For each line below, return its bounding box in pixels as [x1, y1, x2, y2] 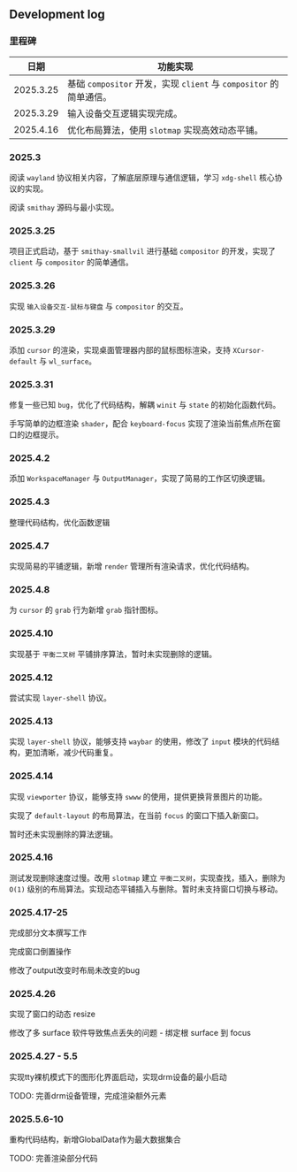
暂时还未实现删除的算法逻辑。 [9, 829, 118, 839]
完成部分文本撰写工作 [9, 928, 87, 938]
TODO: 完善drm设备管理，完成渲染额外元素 [9, 1090, 167, 1100]
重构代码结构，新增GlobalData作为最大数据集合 [9, 1134, 181, 1145]
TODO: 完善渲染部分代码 [9, 1153, 99, 1164]
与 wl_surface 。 [39, 356, 97, 366]
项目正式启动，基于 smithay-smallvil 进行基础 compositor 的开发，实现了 [9, 246, 276, 257]
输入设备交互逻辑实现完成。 [67, 107, 183, 119]
